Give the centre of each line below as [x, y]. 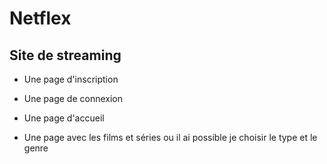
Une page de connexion [73, 98]
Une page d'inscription [71, 79]
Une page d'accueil [64, 118]
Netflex [40, 18]
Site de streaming [65, 55]
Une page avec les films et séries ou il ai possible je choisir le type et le [170, 137]
